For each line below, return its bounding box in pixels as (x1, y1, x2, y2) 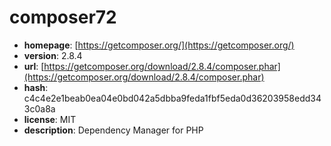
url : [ (23, 60, 45, 72)
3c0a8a (23, 102, 56, 115)
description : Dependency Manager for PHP (23, 124, 204, 136)
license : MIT (23, 113, 77, 125)
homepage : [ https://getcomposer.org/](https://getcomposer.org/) (23, 39, 295, 51)
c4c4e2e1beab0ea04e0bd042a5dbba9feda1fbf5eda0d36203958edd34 (23, 92, 322, 104)
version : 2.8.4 (23, 49, 83, 61)
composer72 (9, 6, 117, 29)
